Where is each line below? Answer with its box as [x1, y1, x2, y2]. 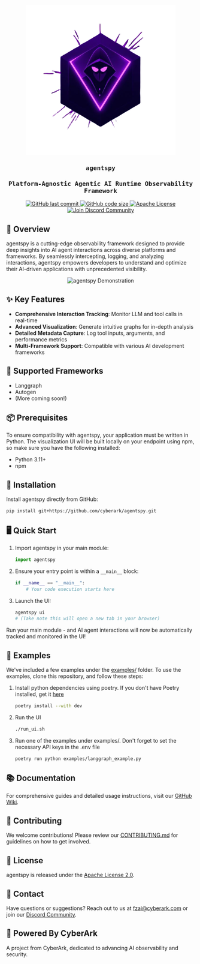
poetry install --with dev [14, 703, 83, 709]
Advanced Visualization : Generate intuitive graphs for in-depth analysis [14, 323, 193, 330]
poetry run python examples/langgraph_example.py [14, 755, 142, 762]
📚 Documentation [6, 773, 76, 783]
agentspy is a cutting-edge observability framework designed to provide [6, 240, 185, 247]
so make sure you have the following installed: [6, 445, 120, 452]
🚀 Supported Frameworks [6, 366, 104, 376]
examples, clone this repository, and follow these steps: [6, 672, 144, 680]
